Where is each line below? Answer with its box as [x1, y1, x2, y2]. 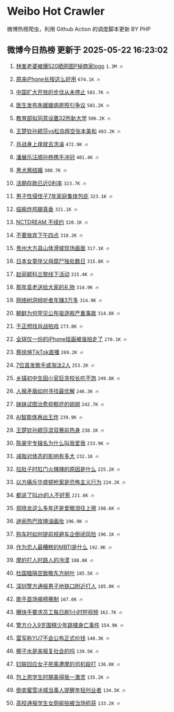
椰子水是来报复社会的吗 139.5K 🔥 [15, 647, 100, 655]
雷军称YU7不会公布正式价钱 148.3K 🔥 [15, 634, 110, 642]
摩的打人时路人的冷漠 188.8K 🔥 [15, 556, 94, 563]
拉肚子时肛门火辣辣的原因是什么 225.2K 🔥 [15, 465, 121, 472]
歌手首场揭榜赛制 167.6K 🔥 [15, 595, 83, 603]
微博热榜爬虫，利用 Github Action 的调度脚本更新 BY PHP [7, 25, 151, 32]
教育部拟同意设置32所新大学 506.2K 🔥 [15, 114, 111, 122]
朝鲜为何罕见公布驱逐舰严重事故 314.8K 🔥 [15, 309, 121, 316]
